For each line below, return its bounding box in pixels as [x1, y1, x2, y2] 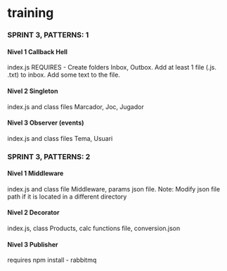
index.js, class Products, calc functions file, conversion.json [7, 224, 181, 233]
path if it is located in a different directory [7, 192, 127, 201]
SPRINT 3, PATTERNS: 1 [7, 30, 89, 40]
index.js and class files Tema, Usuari [7, 134, 113, 142]
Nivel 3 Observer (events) [7, 118, 84, 127]
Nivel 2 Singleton [7, 87, 58, 95]
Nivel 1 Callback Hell [7, 47, 68, 56]
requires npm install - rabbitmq [7, 256, 97, 265]
